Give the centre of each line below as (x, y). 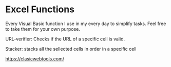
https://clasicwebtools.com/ (35, 59)
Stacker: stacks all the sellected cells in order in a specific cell (71, 49)
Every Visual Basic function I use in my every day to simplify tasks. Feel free (86, 24)
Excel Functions (40, 9)
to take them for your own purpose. (43, 29)
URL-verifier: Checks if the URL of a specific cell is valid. (65, 39)
